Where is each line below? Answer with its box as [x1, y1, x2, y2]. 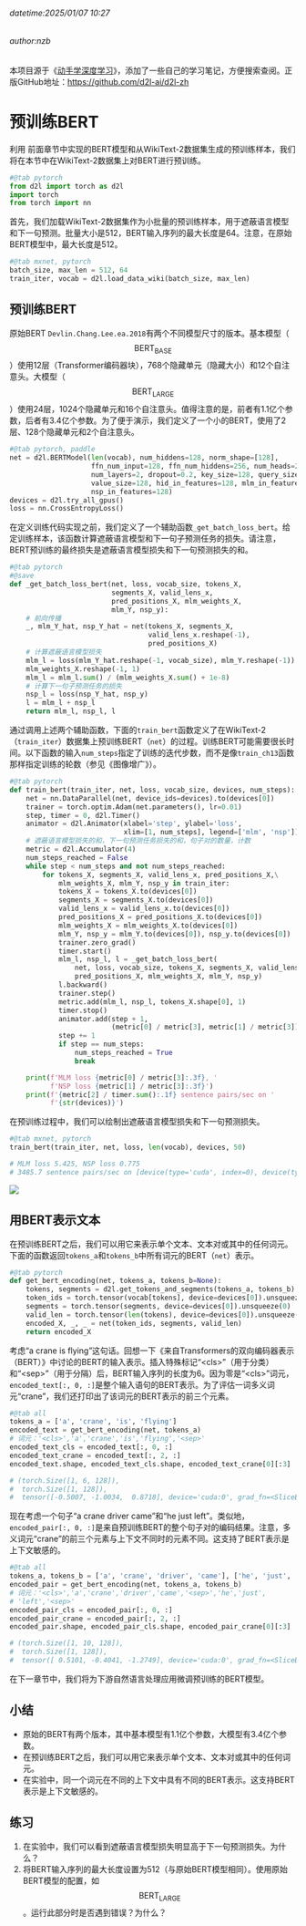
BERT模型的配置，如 [22, 1875, 100, 1886]
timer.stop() [57, 1006, 107, 1015]
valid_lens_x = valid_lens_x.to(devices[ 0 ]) [57, 904, 230, 914]
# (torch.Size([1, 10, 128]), [9, 1639, 125, 1648]
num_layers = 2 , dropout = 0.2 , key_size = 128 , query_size [90, 470, 300, 479]
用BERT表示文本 [9, 1213, 101, 1228]
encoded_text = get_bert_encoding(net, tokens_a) [9, 1425, 202, 1435]
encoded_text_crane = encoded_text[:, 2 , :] [9, 1451, 181, 1460]
